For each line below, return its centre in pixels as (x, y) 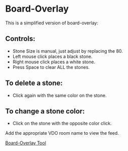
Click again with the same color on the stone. (60, 95)
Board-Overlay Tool (26, 143)
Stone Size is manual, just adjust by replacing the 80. (68, 51)
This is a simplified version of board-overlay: (52, 23)
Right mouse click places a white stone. (54, 62)
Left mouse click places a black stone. (52, 56)
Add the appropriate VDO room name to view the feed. (62, 133)
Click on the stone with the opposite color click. (62, 123)
